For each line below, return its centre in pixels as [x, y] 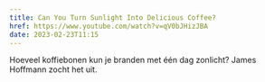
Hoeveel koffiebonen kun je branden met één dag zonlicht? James [133, 60]
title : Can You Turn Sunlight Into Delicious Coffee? [113, 18]
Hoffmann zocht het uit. [53, 69]
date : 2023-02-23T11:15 [54, 34]
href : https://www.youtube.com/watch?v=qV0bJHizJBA [109, 26]
